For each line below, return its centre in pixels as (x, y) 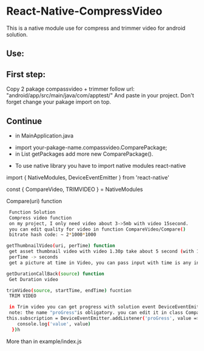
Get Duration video (34, 279)
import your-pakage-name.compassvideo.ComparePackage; (91, 147)
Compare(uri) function (34, 201)
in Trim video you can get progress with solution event (82, 307)
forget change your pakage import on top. (59, 102)
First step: (26, 74)
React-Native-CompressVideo (84, 11)
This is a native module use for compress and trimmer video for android (96, 28)
